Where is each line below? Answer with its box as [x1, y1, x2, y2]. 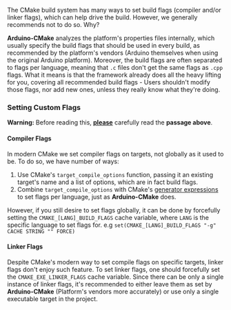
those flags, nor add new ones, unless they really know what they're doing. [7, 86, 221, 93]
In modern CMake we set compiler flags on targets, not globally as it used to [7, 149, 224, 158]
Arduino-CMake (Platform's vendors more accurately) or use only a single [7, 287, 219, 295]
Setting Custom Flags [7, 102, 81, 112]
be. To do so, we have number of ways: [7, 157, 119, 165]
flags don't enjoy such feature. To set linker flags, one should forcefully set [7, 265, 221, 273]
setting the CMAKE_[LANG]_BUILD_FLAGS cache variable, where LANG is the [7, 213, 209, 221]
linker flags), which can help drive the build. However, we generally [7, 13, 198, 21]
